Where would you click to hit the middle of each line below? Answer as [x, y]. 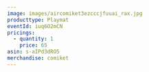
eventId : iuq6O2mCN [35, 26]
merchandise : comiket [38, 58]
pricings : [21, 33]
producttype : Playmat [38, 20]
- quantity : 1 [33, 39]
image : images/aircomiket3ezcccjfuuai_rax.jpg [75, 13]
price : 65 [34, 45]
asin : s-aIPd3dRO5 [33, 52]
